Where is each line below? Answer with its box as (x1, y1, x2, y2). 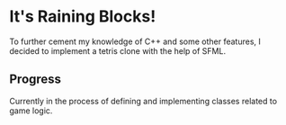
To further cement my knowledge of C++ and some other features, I (9, 36, 261, 47)
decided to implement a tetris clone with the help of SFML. (9, 45, 227, 56)
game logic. (9, 105, 53, 116)
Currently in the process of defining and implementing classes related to (9, 95, 277, 106)
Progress (9, 72, 61, 87)
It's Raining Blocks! (9, 6, 156, 27)
